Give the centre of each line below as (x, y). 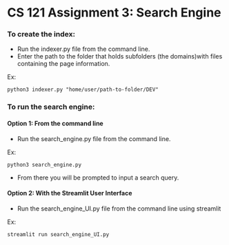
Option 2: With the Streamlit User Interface (70, 193)
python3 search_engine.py (44, 164)
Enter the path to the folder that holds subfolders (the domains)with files (120, 56)
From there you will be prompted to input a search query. (98, 178)
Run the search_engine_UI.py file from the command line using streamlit (119, 209)
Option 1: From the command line (55, 123)
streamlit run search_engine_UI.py (58, 234)
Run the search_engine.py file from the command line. (94, 138)
